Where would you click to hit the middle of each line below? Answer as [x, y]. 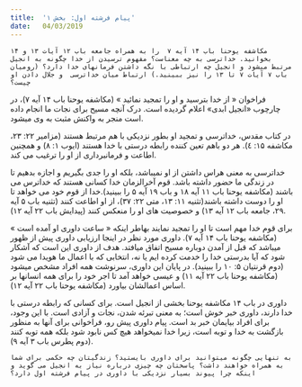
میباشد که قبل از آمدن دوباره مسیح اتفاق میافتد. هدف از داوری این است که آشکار [146, 247]
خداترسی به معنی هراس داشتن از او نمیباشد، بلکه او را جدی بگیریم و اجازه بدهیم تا [148, 172]
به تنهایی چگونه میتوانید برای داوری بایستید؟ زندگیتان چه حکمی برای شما [151, 357]
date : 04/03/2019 [47, 26]
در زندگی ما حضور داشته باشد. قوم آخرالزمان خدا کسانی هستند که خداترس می [142, 182]
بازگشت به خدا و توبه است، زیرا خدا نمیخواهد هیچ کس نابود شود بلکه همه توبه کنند [147, 331]
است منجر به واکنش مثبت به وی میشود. [77, 118]
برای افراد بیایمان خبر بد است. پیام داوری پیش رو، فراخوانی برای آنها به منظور [140, 321]
